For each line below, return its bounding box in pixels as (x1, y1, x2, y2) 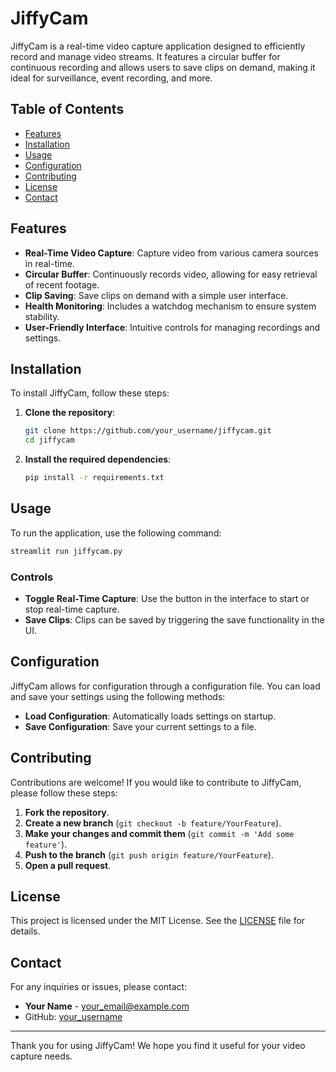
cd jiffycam (24, 435, 75, 446)
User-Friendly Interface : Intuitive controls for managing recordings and (24, 321, 321, 333)
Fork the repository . (24, 806, 110, 818)
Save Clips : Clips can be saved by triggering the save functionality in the (24, 613, 325, 626)
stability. (24, 310, 60, 322)
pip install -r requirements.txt (24, 473, 165, 483)
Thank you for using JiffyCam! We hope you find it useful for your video (10, 1040, 306, 1052)
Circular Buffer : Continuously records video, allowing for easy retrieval (24, 268, 318, 280)
